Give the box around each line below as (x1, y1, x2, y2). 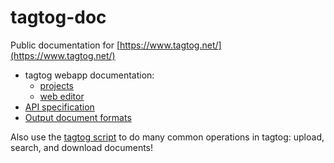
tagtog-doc (10, 6, 107, 29)
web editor (39, 90, 85, 102)
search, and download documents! (10, 141, 154, 153)
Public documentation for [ (10, 39, 121, 51)
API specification (24, 101, 95, 113)
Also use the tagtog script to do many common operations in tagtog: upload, (10, 131, 325, 143)
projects (39, 79, 74, 91)
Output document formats (24, 111, 132, 123)
